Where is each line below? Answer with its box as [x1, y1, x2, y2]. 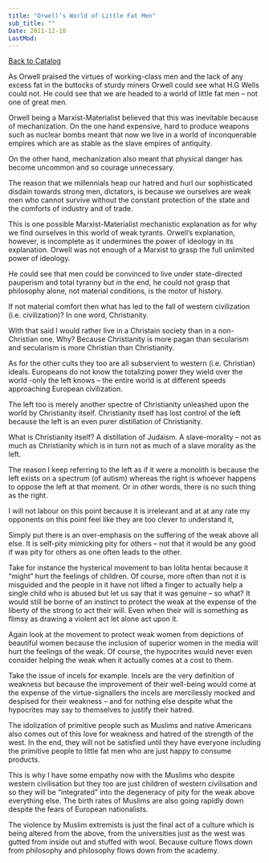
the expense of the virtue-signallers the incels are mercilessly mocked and [8, 688, 255, 697]
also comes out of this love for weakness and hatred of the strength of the [8, 729, 255, 739]
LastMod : [8, 34, 38, 43]
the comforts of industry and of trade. [8, 204, 133, 214]
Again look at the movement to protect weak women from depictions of [8, 630, 244, 640]
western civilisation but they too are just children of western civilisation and [8, 779, 258, 788]
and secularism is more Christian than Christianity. [8, 343, 175, 353]
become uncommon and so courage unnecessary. [8, 162, 175, 173]
